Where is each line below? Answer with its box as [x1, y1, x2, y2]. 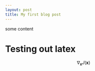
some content [5, 25, 34, 31]
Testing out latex [5, 43, 76, 54]
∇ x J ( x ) [77, 59, 91, 67]
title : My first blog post [5, 12, 61, 17]
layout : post [5, 7, 32, 12]
